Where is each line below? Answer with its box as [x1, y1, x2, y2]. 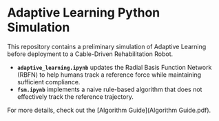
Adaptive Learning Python [7, 5, 160, 21]
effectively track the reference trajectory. [17, 92, 134, 101]
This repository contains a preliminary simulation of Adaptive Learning [7, 42, 207, 50]
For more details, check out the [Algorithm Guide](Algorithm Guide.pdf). [7, 106, 211, 114]
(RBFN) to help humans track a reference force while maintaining [17, 71, 202, 79]
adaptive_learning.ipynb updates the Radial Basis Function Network [17, 63, 212, 71]
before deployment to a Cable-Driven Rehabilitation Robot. [7, 50, 174, 58]
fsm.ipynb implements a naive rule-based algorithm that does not [17, 85, 202, 93]
